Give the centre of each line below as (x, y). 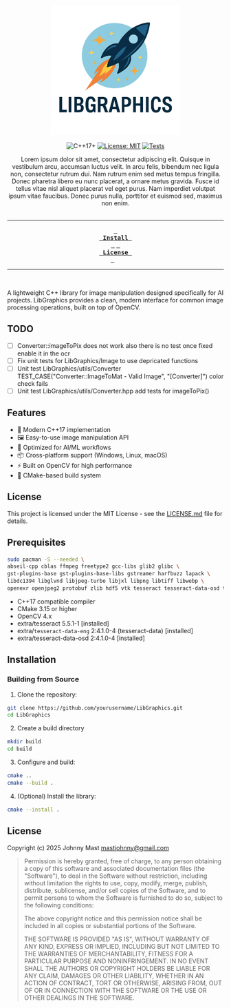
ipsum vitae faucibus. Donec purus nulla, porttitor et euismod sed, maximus (115, 196)
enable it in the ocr (44, 353)
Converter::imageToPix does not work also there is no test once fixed (115, 345)
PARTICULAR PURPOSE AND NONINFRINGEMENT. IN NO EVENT (116, 961)
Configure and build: (46, 762)
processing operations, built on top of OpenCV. (74, 307)
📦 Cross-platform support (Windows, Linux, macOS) (92, 455)
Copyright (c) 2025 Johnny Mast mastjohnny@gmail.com (88, 847)
